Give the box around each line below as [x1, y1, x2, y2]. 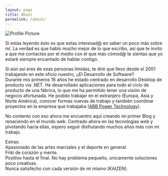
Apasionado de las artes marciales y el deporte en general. [5, 144, 127, 150]
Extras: [5, 139, 20, 145]
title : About [5, 12, 33, 17]
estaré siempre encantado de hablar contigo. [5, 56, 99, 62]
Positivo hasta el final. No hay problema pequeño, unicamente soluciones [5, 155, 157, 161]
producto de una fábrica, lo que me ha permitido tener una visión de [5, 87, 147, 94]
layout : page [5, 7, 33, 13]
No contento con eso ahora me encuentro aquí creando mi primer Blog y [5, 113, 156, 119]
